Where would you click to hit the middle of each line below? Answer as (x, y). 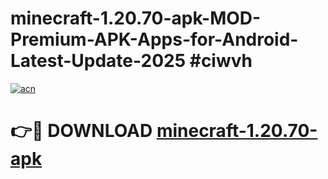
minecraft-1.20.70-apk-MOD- (136, 18)
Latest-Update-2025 (98, 61)
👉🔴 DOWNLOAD (81, 131)
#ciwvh (221, 61)
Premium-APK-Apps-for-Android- (154, 39)
